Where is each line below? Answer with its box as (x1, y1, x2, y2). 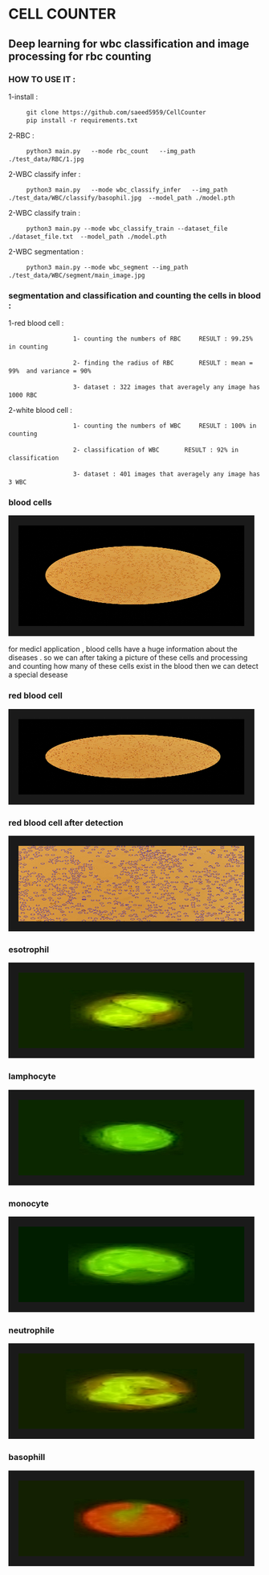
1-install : (8, 92, 39, 101)
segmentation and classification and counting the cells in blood (8, 290, 261, 301)
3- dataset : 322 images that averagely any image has (72, 383, 261, 391)
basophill (8, 1452, 46, 1463)
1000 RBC (8, 391, 38, 399)
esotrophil (8, 943, 50, 954)
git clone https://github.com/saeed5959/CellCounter (26, 108, 206, 117)
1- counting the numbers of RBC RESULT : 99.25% (72, 335, 253, 343)
